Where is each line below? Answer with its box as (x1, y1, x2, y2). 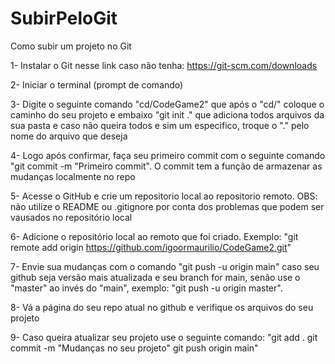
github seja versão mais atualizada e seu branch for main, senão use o (10, 271, 301, 283)
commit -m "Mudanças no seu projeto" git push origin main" (10, 342, 259, 354)
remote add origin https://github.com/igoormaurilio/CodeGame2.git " (10, 241, 292, 253)
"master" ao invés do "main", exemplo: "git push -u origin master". (10, 282, 283, 294)
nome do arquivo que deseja (10, 130, 128, 142)
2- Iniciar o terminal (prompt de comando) (10, 78, 184, 91)
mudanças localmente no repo (10, 170, 136, 182)
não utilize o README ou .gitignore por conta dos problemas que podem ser (10, 200, 325, 212)
